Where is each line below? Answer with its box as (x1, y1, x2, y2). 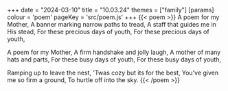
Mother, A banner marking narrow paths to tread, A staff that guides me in (7, 21, 216, 28)
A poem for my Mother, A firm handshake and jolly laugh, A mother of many (7, 48, 221, 56)
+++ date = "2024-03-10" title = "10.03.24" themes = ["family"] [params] (7, 6, 214, 14)
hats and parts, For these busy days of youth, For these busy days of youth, (7, 55, 222, 64)
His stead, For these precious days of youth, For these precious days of (7, 27, 209, 36)
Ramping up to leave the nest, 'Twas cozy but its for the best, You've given (7, 68, 219, 77)
